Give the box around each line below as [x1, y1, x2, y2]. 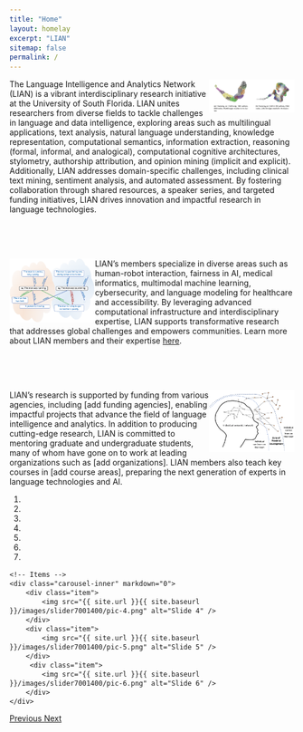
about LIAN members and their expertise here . [9, 335, 183, 346]
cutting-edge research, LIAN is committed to [9, 429, 175, 439]
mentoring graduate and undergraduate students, [9, 438, 194, 448]
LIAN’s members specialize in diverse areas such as [94, 258, 289, 269]
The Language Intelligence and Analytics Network [9, 79, 196, 90]
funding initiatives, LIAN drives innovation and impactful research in [9, 195, 261, 206]
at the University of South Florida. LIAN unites [9, 98, 180, 109]
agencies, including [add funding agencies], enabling [9, 400, 208, 410]
